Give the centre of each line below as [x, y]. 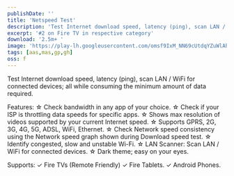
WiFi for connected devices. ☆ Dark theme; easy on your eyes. [98, 151]
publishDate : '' [31, 14]
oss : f [17, 59]
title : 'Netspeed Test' [42, 20]
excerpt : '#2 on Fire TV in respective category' [81, 33]
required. [20, 93]
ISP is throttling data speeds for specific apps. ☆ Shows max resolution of [114, 114]
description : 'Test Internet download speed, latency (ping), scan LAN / [117, 26]
